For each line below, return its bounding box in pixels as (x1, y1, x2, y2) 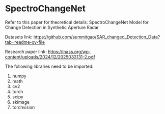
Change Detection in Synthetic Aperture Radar (5, 24, 99, 30)
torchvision (12, 104, 35, 110)
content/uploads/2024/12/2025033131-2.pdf (5, 54, 96, 59)
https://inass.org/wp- (48, 49, 91, 55)
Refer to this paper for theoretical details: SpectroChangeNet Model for (5, 19, 149, 25)
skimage (12, 99, 30, 105)
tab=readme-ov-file (5, 39, 45, 45)
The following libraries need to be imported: (5, 63, 94, 69)
